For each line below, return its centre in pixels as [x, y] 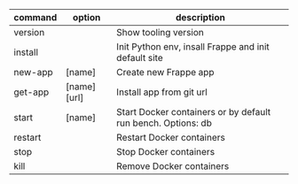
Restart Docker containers [171, 138]
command [35, 17]
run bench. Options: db [165, 123]
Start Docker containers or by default [194, 112]
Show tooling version [160, 32]
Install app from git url [162, 92]
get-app [31, 92]
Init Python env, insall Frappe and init [193, 46]
